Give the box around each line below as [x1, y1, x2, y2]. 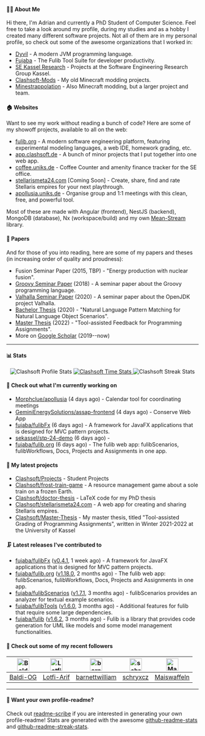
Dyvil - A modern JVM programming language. [15, 50, 133, 58]
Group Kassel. [15, 70, 51, 77]
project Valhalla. [15, 299, 56, 307]
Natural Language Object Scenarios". [15, 312, 109, 319]
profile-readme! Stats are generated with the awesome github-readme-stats [6, 716, 198, 724]
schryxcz [122, 672, 149, 681]
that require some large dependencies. [15, 609, 113, 616]
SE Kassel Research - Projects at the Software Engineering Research [15, 64, 188, 71]
